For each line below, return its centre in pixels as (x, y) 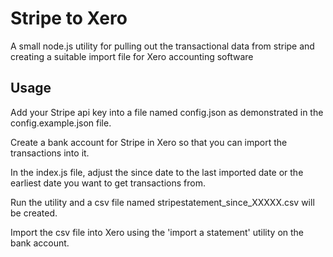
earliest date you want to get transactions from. (108, 183)
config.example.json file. (61, 123)
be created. (34, 213)
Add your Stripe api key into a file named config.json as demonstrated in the (167, 112)
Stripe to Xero (69, 18)
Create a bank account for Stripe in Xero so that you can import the (149, 142)
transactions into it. (50, 153)
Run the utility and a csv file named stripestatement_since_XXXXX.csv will (162, 202)
